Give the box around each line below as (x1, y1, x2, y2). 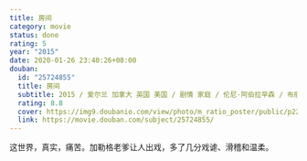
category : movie (9, 22, 71, 31)
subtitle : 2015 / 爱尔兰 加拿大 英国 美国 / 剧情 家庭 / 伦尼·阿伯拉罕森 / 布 (17, 90, 294, 99)
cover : (17, 107, 43, 116)
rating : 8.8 (17, 98, 64, 108)
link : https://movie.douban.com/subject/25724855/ (17, 115, 215, 124)
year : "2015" (9, 48, 59, 57)
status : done (9, 30, 59, 39)
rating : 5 (9, 38, 48, 48)
